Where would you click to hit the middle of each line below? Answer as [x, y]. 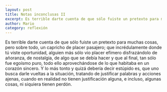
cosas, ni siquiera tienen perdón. [39, 84]
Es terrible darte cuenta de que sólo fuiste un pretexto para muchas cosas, [82, 42]
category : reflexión [27, 28]
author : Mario [20, 23]
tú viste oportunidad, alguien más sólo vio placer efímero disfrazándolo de [81, 53]
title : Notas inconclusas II [35, 14]
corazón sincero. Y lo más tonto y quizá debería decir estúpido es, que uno [82, 69]
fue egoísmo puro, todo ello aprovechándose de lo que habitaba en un [77, 63]
